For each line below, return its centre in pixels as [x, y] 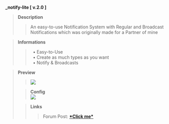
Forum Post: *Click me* [68, 116]
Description [30, 17]
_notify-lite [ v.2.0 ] [26, 7]
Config [38, 92]
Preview [26, 72]
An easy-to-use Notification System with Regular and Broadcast [97, 27]
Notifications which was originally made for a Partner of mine [94, 32]
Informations [32, 42]
